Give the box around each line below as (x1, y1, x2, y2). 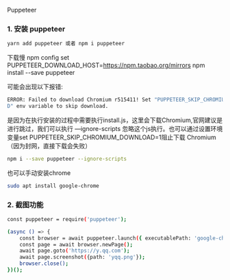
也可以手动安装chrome (7, 168, 71, 177)
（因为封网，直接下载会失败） (7, 141, 91, 150)
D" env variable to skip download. (7, 103, 109, 110)
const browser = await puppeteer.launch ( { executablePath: (19, 235, 192, 242)
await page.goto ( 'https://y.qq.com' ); (19, 247, 130, 255)
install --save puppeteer (7, 69, 75, 77)
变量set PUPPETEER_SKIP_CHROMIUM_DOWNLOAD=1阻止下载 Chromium (7, 133, 217, 141)
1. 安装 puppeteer (7, 24, 66, 34)
